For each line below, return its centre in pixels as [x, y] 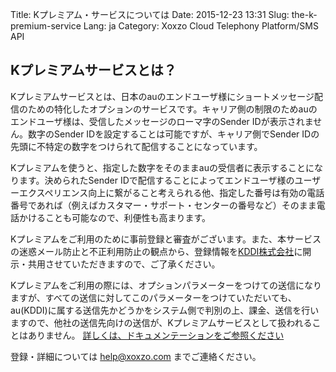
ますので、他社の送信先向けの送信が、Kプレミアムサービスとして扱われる [161, 322]
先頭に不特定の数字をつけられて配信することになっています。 [136, 146]
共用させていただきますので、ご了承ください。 [124, 264]
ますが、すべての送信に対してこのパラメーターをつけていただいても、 [153, 297]
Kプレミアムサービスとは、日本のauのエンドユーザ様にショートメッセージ [162, 96]
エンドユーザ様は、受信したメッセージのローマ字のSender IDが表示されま [162, 121]
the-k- [304, 14]
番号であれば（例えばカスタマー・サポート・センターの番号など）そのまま [163, 205]
